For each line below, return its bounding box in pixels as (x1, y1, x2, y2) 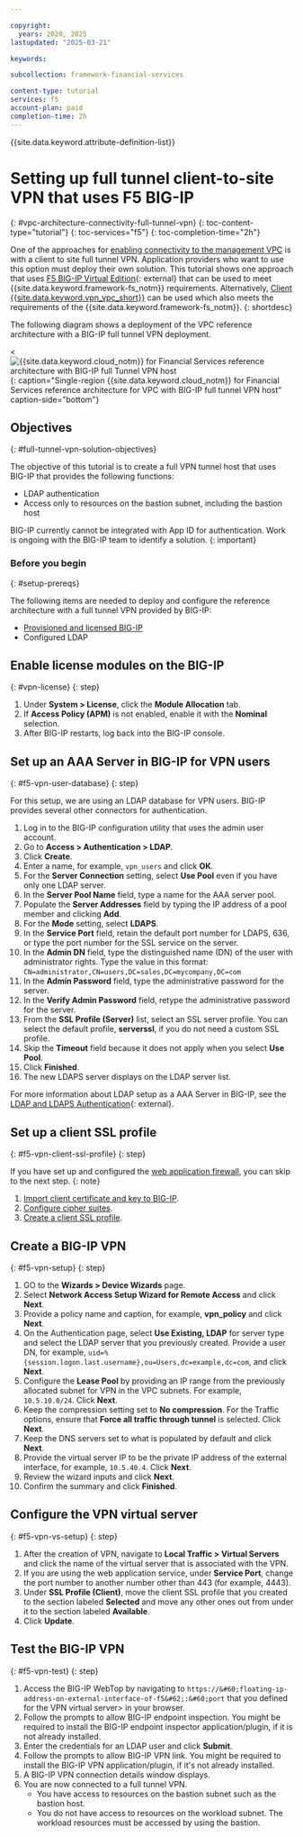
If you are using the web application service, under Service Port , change (22, 1567, 294, 1578)
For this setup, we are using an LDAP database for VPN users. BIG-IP (10, 795, 266, 807)
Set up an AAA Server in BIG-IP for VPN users (10, 754, 271, 769)
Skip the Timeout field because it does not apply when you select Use (22, 1043, 285, 1054)
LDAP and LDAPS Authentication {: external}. (10, 1099, 174, 1110)
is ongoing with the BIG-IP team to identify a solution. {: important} (10, 535, 257, 545)
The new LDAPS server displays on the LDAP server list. (22, 1072, 232, 1083)
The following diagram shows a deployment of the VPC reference (10, 319, 253, 330)
